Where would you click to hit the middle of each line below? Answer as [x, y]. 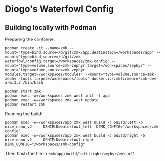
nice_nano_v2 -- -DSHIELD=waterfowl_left [49, 127]
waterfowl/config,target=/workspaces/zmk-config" [57, 61]
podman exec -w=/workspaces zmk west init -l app [57, 96]
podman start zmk [23, 91]
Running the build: [24, 114]
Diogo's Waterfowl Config [59, 9]
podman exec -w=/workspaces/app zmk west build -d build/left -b [74, 122]
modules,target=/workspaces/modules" [44, 74]
